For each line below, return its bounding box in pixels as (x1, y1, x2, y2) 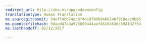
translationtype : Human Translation (5, 12, 82, 17)
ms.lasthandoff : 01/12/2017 (5, 26, 65, 31)
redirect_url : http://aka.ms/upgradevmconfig (5, 7, 103, 12)
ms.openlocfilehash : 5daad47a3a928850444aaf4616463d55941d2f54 (5, 21, 141, 26)
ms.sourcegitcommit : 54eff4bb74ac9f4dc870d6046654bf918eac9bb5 (5, 16, 141, 21)
